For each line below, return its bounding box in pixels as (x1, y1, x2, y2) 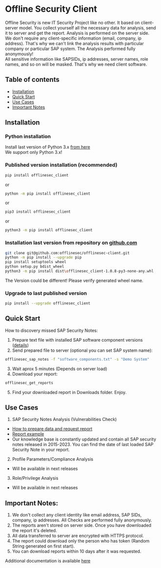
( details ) (12, 342, 29, 348)
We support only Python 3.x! (5, 149, 62, 155)
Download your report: (12, 371, 58, 377)
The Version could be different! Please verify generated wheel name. (5, 277, 143, 283)
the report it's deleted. (12, 528, 57, 534)
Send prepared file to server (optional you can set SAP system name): (12, 347, 153, 353)
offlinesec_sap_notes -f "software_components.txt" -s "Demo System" (5, 357, 150, 362)
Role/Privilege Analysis (12, 475, 59, 481)
